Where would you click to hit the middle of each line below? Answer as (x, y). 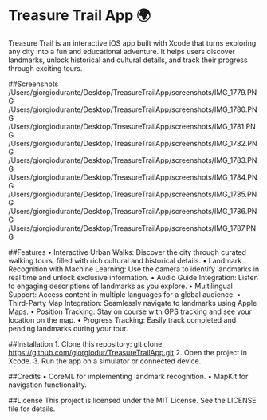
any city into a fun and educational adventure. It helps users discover (122, 51)
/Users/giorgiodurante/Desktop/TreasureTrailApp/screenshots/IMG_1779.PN (133, 92)
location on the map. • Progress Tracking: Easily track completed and (122, 319)
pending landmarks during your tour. (68, 328)
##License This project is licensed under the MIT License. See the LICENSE (132, 400)
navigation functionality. (48, 385)
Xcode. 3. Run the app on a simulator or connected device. (105, 361)
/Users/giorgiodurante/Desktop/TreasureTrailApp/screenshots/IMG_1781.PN (132, 126)
